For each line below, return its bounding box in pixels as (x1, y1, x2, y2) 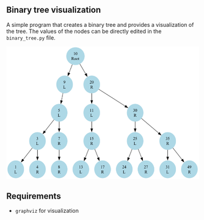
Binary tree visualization (6, 5, 101, 15)
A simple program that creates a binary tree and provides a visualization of (6, 21, 194, 28)
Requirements (6, 191, 61, 202)
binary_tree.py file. (6, 34, 56, 41)
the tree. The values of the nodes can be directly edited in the (6, 27, 162, 35)
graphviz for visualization (15, 207, 79, 215)
